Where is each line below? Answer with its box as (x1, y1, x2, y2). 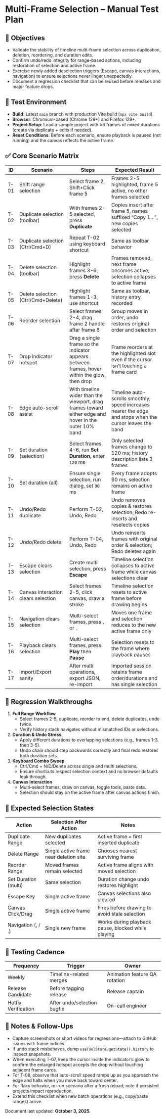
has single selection (111, 681, 158, 687)
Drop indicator (19, 353, 53, 360)
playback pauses (111, 651, 151, 658)
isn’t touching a (111, 362, 147, 369)
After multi (69, 662, 94, 669)
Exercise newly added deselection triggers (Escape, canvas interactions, (12, 68, 161, 74)
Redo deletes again (111, 548, 156, 555)
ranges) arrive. (12, 1098, 43, 1104)
